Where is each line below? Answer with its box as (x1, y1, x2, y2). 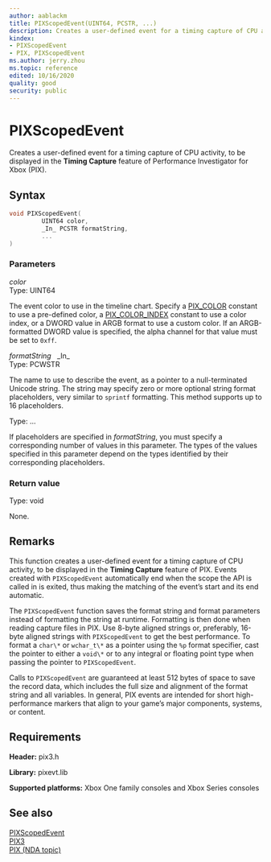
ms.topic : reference (9, 64, 79, 72)
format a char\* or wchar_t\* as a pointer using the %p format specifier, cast (9, 640, 260, 650)
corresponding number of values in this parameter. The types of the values (9, 440, 258, 450)
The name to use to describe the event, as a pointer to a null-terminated (9, 375, 248, 385)
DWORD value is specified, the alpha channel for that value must (43, 327, 258, 336)
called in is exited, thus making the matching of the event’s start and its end (9, 581, 259, 592)
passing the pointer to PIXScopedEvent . (9, 657, 136, 666)
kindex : (9, 34, 35, 43)
